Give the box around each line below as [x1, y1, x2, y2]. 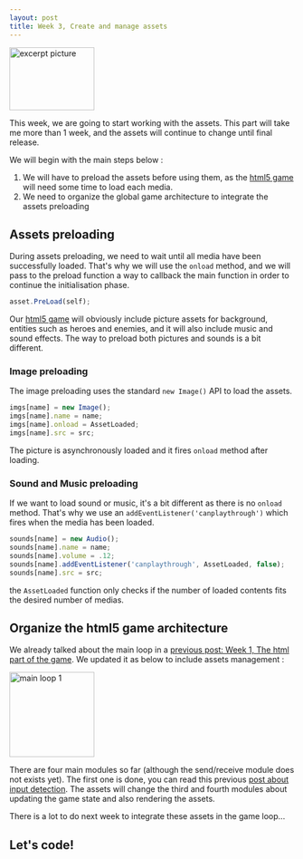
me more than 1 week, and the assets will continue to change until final [9, 127, 273, 138]
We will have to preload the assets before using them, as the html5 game [22, 171, 294, 182]
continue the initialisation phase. [9, 280, 130, 291]
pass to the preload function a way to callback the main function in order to [9, 270, 289, 281]
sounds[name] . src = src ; [9, 568, 103, 577]
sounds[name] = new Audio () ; [9, 535, 119, 544]
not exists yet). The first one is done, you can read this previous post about [9, 774, 289, 785]
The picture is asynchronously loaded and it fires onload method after [9, 445, 269, 456]
